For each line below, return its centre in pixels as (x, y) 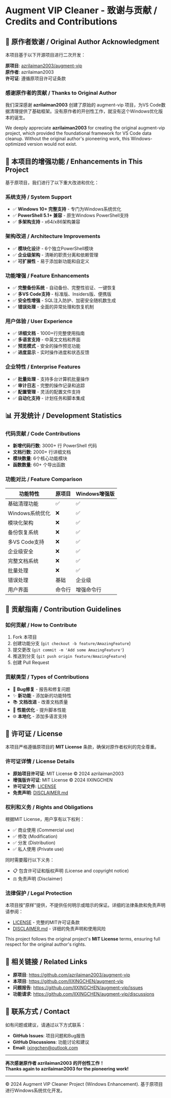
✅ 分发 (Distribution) (34, 842)
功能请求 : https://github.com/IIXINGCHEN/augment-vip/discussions (83, 994)
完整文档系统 (23, 561)
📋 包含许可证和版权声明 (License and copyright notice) (71, 871)
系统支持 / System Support (39, 197)
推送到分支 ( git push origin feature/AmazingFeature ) (69, 656)
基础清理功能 (23, 503)
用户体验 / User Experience (39, 321)
